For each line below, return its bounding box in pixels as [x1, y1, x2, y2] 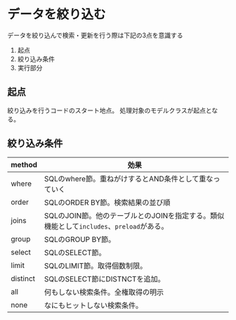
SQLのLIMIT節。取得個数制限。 [44, 261, 147, 271]
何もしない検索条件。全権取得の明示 [44, 287, 164, 297]
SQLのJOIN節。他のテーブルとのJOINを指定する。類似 [44, 210, 225, 220]
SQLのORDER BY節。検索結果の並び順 [44, 198, 171, 207]
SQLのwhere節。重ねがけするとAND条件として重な [44, 174, 214, 184]
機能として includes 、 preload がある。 [44, 221, 169, 231]
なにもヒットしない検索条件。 [44, 300, 143, 310]
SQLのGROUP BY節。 [44, 234, 116, 244]
